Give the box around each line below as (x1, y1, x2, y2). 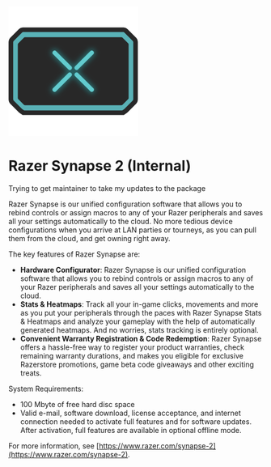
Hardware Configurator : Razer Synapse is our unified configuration (19, 265, 247, 274)
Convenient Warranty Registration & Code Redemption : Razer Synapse (19, 333, 262, 343)
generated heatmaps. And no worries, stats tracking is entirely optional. (19, 325, 259, 334)
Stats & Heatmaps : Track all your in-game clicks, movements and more (19, 299, 259, 309)
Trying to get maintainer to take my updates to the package (8, 183, 206, 193)
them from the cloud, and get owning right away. (8, 233, 171, 243)
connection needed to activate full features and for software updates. (19, 416, 252, 427)
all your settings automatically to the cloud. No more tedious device (8, 216, 233, 226)
